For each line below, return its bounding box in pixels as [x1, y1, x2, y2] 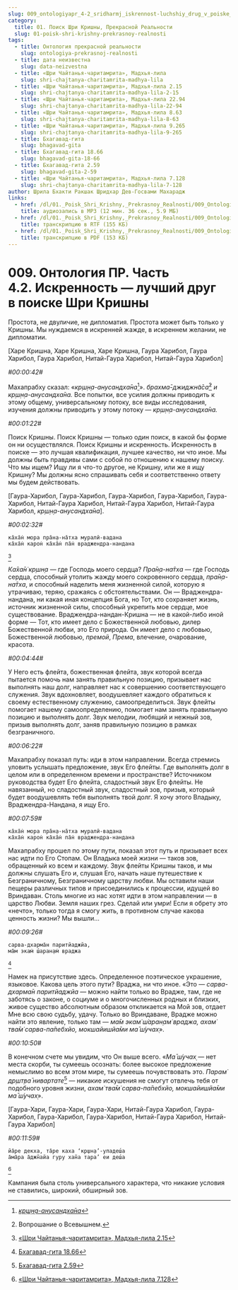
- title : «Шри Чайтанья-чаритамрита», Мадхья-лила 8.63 [14, 109, 182, 116]
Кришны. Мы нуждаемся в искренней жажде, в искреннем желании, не [8, 326, 227, 334]
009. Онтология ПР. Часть [8, 265, 169, 280]
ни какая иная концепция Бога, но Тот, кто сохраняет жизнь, [36, 595, 220, 604]
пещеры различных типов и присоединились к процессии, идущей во [8, 884, 220, 892]
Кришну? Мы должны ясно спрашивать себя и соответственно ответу [8, 470, 221, 478]
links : [8, 195, 28, 202]
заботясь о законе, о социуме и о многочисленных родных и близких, [8, 995, 221, 1003]
